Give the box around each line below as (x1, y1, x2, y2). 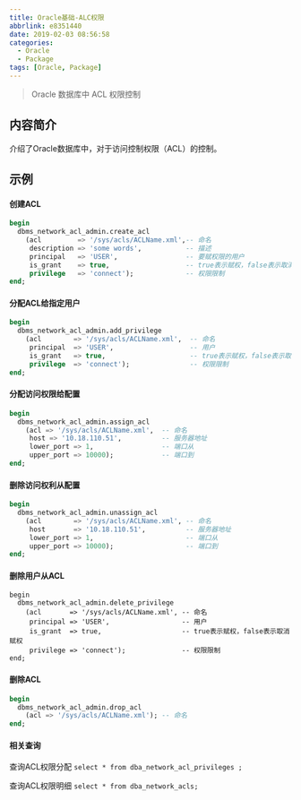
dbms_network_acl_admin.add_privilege (17, 326, 163, 336)
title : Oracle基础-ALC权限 (9, 13, 105, 22)
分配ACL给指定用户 (9, 297, 81, 308)
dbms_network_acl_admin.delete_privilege (17, 598, 175, 607)
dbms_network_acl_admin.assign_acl (17, 417, 150, 426)
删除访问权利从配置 (9, 479, 81, 490)
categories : (9, 38, 54, 47)
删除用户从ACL (9, 570, 65, 581)
